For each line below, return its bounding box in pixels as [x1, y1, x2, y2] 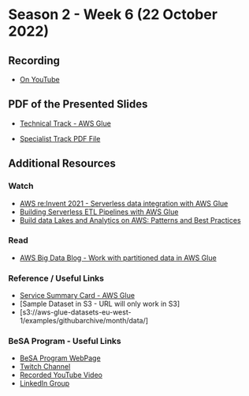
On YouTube [19, 75, 61, 84]
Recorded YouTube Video [19, 370, 102, 380]
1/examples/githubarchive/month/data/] [19, 316, 148, 326]
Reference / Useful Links [8, 273, 105, 284]
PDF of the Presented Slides [8, 97, 148, 111]
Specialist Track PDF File [19, 134, 101, 143]
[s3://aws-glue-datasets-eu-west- [19, 307, 132, 317]
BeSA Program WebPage [19, 353, 101, 363]
